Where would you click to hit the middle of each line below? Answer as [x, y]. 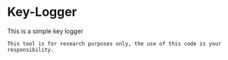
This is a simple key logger [45, 31]
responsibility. [30, 50]
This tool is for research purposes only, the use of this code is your [114, 43]
